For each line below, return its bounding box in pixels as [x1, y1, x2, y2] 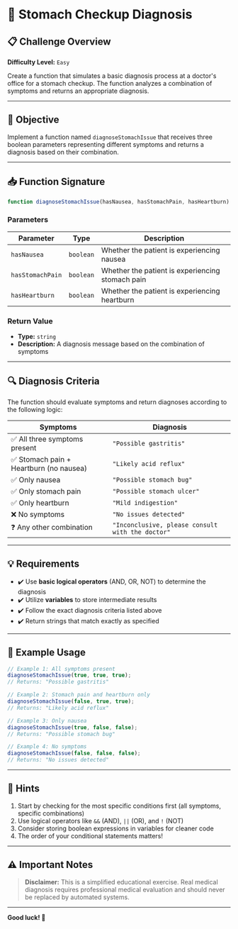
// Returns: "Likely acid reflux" [7, 704, 110, 711]
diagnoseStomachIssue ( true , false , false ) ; [7, 723, 138, 731]
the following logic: [7, 405, 63, 413]
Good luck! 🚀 [7, 913, 46, 921]
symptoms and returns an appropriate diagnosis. [7, 87, 149, 95]
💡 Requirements [7, 558, 80, 570]
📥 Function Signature [7, 176, 106, 188]
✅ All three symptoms [11, 434, 84, 444]
